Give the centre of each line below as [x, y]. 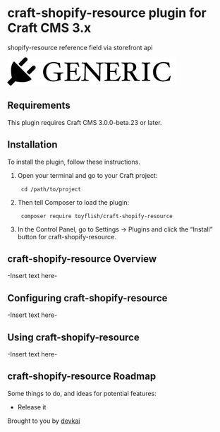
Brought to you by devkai [44, 421]
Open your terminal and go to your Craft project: [87, 175]
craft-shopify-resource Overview [82, 259]
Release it [32, 407]
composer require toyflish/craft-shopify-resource [97, 216]
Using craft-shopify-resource [73, 337]
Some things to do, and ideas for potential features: [82, 393]
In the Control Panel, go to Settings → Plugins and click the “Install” [115, 229]
